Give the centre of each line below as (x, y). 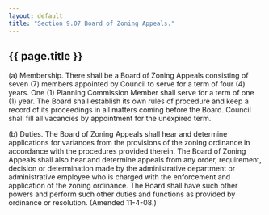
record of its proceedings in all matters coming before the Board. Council (130, 110)
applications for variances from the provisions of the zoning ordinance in (129, 143)
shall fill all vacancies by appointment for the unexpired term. (110, 119)
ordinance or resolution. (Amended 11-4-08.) (83, 203)
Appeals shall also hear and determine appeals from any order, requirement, (135, 160)
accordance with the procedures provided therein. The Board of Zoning (127, 151)
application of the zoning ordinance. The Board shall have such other (123, 186)
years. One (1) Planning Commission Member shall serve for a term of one (131, 93)
